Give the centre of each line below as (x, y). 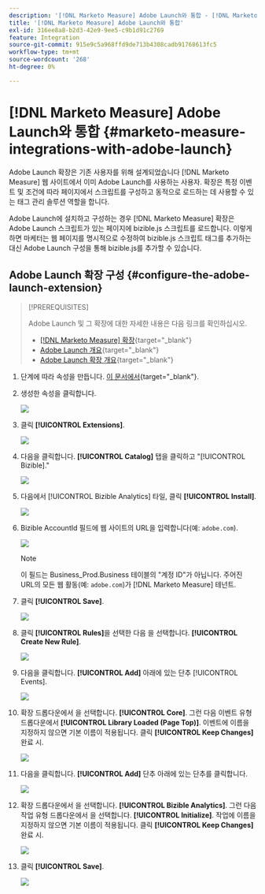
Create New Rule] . (51, 641)
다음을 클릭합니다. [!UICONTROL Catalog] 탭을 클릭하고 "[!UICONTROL (133, 456)
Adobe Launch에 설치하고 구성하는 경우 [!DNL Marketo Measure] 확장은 (122, 218)
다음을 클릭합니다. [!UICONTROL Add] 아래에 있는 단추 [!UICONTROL (129, 672)
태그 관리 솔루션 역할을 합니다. (63, 201)
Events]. (34, 681)
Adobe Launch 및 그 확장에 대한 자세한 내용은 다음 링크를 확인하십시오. (138, 323)
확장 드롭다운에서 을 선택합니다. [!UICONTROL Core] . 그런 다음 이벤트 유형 (136, 712)
